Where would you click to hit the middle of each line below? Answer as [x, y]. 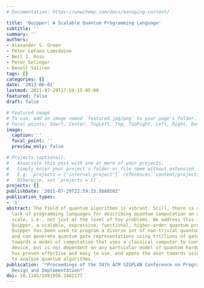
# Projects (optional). [36, 158]
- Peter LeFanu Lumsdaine [39, 51]
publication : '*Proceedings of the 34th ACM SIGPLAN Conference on [93, 264]
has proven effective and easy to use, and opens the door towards [99, 253]
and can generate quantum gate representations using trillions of [99, 236]
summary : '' [21, 34]
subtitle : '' [23, 28]
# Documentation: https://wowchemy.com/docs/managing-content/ [88, 12]
